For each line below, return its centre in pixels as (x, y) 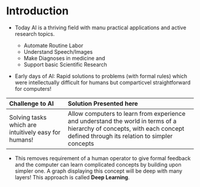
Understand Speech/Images (58, 51)
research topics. (35, 33)
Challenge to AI (32, 103)
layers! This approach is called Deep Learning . (72, 177)
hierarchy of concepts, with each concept (126, 128)
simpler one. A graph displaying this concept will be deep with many (99, 171)
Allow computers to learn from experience (126, 114)
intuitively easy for (35, 132)
